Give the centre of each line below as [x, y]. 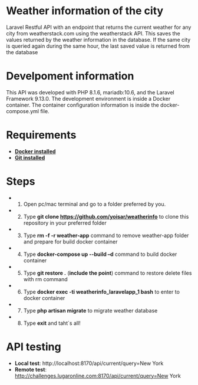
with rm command [45, 279]
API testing [34, 347]
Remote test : [31, 369]
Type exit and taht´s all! [52, 323]
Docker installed [35, 151]
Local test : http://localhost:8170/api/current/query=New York [89, 363]
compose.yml [23, 111]
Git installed [30, 157]
